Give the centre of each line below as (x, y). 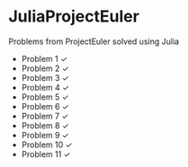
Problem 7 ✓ (45, 116)
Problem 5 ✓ (45, 97)
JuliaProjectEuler (74, 17)
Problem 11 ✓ (46, 154)
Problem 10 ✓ (47, 145)
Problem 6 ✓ (45, 106)
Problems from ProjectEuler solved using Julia (94, 41)
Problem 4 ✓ (45, 87)
